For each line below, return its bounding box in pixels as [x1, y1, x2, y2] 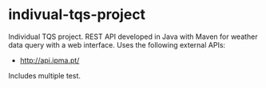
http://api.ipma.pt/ [19, 55, 80, 65]
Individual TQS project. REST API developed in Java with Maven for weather [8, 32, 258, 41]
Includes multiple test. [8, 71, 81, 80]
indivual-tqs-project [8, 6, 146, 24]
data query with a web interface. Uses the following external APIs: [8, 40, 226, 49]
